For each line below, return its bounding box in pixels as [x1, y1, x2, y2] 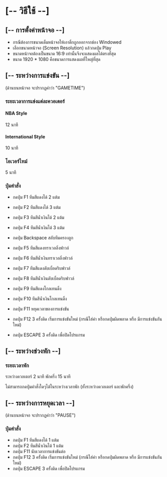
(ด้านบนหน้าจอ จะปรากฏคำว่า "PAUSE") [5, 412, 76, 419]
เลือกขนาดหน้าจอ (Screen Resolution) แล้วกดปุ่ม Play [12, 45, 112, 51]
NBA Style [5, 110, 27, 116]
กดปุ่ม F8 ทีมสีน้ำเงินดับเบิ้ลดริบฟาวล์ [12, 275, 75, 281]
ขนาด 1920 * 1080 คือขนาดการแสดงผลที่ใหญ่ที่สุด [12, 56, 101, 62]
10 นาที [5, 145, 19, 151]
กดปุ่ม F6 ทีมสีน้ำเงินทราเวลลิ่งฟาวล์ [12, 255, 73, 261]
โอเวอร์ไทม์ [5, 158, 28, 165]
